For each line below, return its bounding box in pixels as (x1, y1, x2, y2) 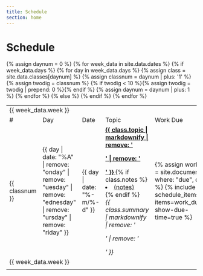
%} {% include (155, 183, 196, 191)
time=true (155, 213, 183, 222)
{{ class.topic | (105, 126, 148, 134)
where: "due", (155, 176, 195, 184)
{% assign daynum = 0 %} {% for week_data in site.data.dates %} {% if (6, 60, 184, 68)
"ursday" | (42, 213, 71, 222)
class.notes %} (105, 176, 148, 184)
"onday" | (42, 168, 69, 176)
